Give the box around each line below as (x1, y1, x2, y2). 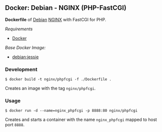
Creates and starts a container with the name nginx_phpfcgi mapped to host (5, 117, 157, 122)
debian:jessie (12, 54, 39, 60)
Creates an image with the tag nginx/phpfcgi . (5, 85, 96, 91)
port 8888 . (5, 122, 25, 128)
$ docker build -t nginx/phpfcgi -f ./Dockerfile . (5, 77, 112, 82)
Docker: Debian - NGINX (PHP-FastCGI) (5, 4, 127, 12)
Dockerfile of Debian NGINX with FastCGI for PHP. (5, 16, 107, 22)
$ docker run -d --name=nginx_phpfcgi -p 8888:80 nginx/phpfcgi (5, 108, 138, 113)
